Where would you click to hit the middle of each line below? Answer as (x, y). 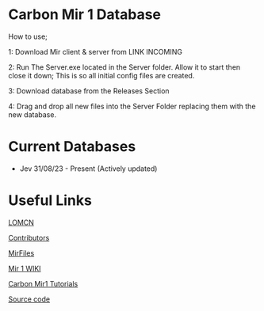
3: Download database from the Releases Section (89, 91)
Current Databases (72, 147)
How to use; (28, 36)
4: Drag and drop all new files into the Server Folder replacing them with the (132, 106)
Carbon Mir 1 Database (84, 15)
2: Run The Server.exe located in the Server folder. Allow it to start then (124, 67)
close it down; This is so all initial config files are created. (101, 75)
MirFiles (21, 253)
